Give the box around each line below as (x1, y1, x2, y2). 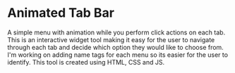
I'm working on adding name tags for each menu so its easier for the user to (7, 51, 228, 59)
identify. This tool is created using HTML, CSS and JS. (7, 58, 165, 66)
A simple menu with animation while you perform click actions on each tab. (7, 28, 226, 36)
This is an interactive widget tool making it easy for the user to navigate (7, 35, 215, 44)
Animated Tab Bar (7, 5, 115, 21)
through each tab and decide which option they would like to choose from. (7, 43, 224, 51)
